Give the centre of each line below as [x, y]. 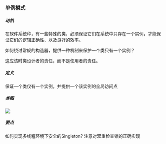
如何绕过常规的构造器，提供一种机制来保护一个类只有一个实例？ [70, 50]
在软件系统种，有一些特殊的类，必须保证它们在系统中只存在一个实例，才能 [81, 33]
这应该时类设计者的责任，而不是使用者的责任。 [53, 60]
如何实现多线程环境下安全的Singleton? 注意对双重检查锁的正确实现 [73, 136]
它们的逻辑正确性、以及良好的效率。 [46, 40]
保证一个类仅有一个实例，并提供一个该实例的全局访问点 [61, 86]
